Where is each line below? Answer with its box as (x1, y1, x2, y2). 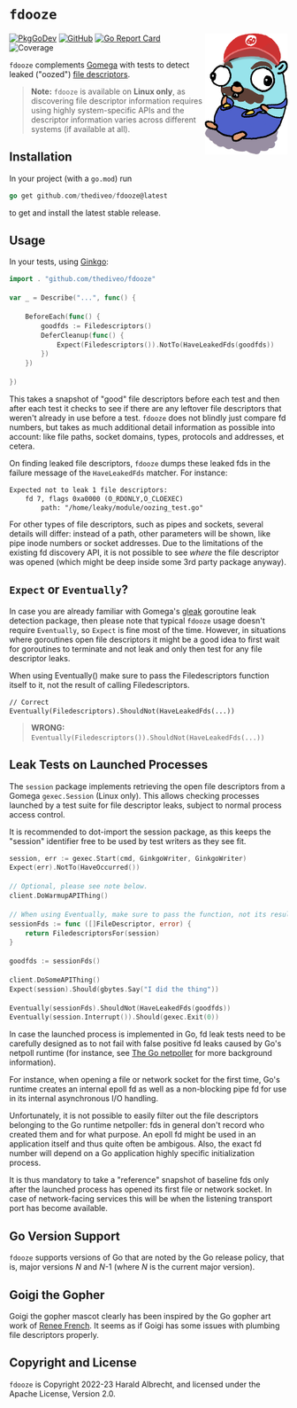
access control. (9, 809, 65, 819)
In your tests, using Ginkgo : (9, 256, 109, 267)
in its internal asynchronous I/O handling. (9, 1093, 159, 1104)
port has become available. (9, 1203, 109, 1214)
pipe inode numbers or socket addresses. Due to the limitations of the (9, 537, 263, 548)
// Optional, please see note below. (9, 882, 148, 891)
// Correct (9, 698, 49, 707)
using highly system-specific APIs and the (30, 105, 185, 115)
